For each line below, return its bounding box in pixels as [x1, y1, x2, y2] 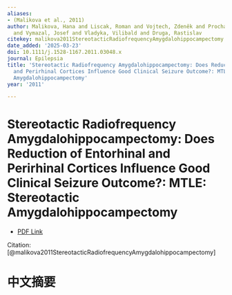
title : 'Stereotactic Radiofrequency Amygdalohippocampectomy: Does [7, 61, 209, 68]
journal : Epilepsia [7, 55, 64, 62]
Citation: [7, 241, 31, 249]
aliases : [7, 10, 32, 17]
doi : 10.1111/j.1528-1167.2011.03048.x [7, 49, 122, 56]
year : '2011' [7, 81, 45, 88]
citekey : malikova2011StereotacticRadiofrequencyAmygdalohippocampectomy [7, 36, 224, 43]
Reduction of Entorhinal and [7, 146, 171, 162]
